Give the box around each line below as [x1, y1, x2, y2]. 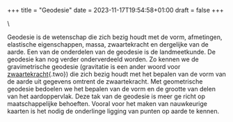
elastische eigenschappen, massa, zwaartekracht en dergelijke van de [7, 40, 209, 48]
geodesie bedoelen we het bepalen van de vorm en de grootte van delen [7, 85, 216, 93]
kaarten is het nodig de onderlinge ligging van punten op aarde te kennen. [7, 107, 220, 115]
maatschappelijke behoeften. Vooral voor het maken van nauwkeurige [7, 100, 207, 107]
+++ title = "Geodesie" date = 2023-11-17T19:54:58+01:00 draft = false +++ [7, 6, 224, 14]
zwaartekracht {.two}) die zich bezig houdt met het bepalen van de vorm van [7, 70, 226, 78]
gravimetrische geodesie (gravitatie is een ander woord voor [7, 63, 181, 70]
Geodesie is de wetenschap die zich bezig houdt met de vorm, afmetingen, [7, 33, 223, 41]
